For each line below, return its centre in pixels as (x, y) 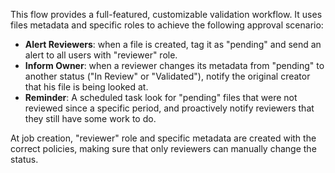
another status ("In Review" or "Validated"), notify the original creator (167, 76)
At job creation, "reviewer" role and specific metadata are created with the (163, 138)
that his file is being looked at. (86, 87)
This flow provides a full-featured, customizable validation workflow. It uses (166, 14)
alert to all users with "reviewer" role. (101, 55)
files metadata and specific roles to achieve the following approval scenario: (167, 25)
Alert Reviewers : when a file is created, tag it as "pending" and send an (173, 44)
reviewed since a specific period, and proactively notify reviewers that (169, 108)
